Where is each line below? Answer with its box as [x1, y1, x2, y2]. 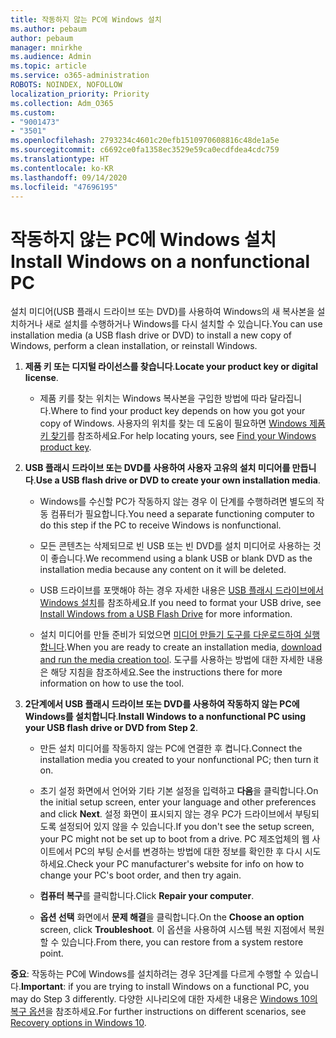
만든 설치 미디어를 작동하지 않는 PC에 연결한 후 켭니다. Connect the [39, 742, 303, 755]
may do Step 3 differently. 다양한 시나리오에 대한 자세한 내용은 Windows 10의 [10, 993, 318, 1005]
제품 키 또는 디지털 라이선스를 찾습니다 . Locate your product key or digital [24, 361, 319, 373]
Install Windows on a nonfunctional [10, 250, 310, 273]
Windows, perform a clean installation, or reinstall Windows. [10, 340, 258, 352]
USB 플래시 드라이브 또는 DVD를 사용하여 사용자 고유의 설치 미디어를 [24, 462, 291, 474]
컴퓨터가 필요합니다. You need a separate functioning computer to [50, 508, 315, 520]
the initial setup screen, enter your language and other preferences [39, 796, 317, 808]
